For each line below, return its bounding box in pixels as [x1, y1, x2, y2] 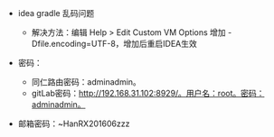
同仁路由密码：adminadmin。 [31, 77, 142, 87]
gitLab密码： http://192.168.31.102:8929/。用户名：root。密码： [31, 88, 265, 98]
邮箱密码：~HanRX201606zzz [17, 118, 130, 129]
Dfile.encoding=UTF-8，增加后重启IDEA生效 [31, 39, 197, 49]
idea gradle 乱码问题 [17, 8, 95, 18]
